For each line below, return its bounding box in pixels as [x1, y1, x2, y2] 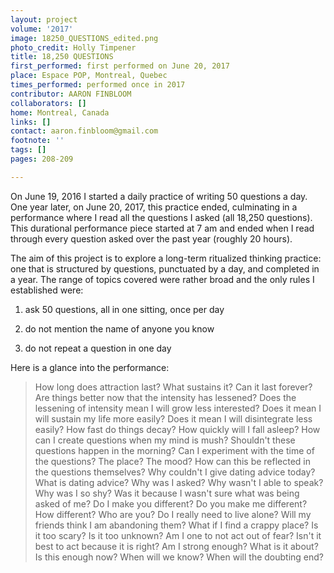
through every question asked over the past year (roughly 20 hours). [10, 232, 293, 245]
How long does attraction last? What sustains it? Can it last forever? [34, 381, 313, 393]
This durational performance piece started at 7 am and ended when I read [10, 222, 315, 234]
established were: [10, 284, 84, 296]
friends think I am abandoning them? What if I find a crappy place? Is [34, 519, 319, 531]
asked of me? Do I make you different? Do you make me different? [34, 497, 308, 510]
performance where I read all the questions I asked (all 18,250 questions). [10, 211, 313, 223]
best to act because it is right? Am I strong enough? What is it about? [34, 540, 319, 552]
